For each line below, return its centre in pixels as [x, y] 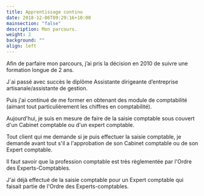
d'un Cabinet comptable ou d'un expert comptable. [71, 125]
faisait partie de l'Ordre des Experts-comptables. [68, 186]
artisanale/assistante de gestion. [47, 88]
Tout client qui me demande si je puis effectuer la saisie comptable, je [94, 136]
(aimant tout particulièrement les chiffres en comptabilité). [79, 106]
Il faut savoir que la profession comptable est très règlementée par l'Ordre [99, 161]
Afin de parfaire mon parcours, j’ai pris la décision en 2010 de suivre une [97, 63]
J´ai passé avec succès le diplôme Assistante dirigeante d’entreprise [92, 82]
